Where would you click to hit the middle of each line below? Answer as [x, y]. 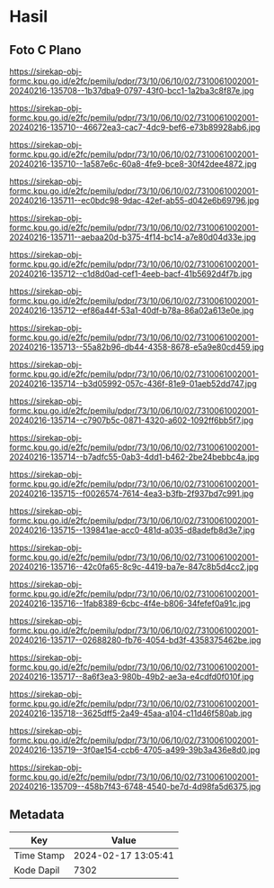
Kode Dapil [37, 870]
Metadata [37, 815]
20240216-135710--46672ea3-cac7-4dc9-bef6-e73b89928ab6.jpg [135, 127]
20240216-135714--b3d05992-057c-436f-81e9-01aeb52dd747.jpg [133, 384]
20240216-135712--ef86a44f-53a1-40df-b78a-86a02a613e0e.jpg [132, 310]
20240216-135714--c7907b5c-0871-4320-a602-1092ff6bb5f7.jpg [132, 420]
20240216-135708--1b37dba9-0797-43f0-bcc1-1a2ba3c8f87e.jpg [132, 91]
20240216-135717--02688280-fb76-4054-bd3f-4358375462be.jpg [136, 640]
